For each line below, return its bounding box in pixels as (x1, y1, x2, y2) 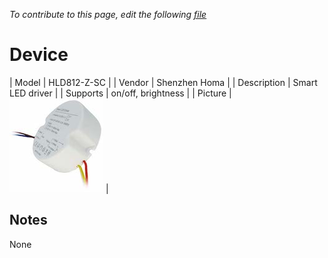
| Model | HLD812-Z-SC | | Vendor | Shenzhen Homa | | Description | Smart (9, 76, 318, 88)
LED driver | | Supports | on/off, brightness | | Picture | (9, 87, 232, 99)
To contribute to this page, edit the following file (9, 9, 207, 20)
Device (9, 44, 69, 66)
